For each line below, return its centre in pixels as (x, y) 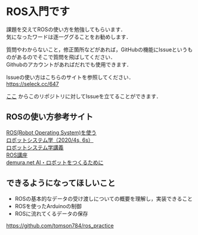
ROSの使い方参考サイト (50, 117)
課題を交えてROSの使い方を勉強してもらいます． (66, 29)
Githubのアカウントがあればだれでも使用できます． (69, 64)
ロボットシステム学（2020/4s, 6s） (50, 140)
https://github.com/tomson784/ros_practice (60, 225)
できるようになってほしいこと (61, 183)
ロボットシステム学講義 (35, 147)
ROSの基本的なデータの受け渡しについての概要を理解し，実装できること (103, 199)
